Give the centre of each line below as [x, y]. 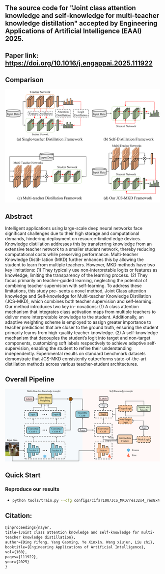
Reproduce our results [32, 489]
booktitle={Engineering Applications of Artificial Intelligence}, [76, 547]
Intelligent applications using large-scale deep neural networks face [74, 229]
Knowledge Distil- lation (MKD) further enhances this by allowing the [74, 259]
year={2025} [17, 562]
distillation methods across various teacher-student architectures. [72, 364]
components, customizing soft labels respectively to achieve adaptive [76, 343]
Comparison [25, 80]
